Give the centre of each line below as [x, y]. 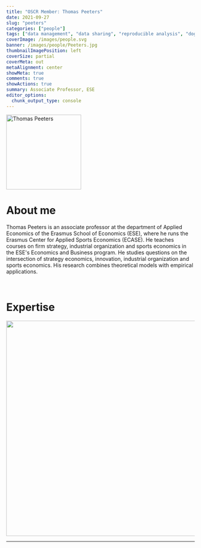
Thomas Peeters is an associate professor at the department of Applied [94, 227]
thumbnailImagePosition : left [44, 51]
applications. [22, 271]
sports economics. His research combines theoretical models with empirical [100, 265]
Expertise [31, 307]
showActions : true [29, 84]
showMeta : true [25, 73]
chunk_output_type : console [47, 101]
